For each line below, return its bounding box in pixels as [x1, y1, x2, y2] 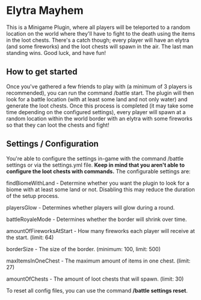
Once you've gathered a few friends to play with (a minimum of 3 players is [6, 83, 193, 90]
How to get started [6, 67, 78, 77]
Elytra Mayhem [6, 4, 84, 18]
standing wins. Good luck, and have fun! [6, 49, 107, 56]
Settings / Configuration [6, 139, 99, 149]
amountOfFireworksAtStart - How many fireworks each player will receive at [6, 227, 196, 234]
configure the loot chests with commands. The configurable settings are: [6, 167, 191, 175]
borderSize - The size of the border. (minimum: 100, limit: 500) [6, 245, 161, 252]
